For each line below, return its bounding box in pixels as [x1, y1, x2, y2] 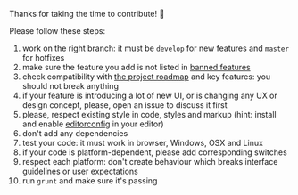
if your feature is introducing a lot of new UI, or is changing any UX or [21, 90, 278, 101]
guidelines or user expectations [21, 166, 138, 176]
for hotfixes [21, 53, 65, 62]
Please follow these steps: [9, 26, 105, 36]
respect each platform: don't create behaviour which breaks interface [21, 157, 278, 167]
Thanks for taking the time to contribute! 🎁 [9, 9, 165, 19]
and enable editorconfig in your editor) [21, 118, 164, 129]
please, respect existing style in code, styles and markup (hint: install [21, 110, 277, 119]
